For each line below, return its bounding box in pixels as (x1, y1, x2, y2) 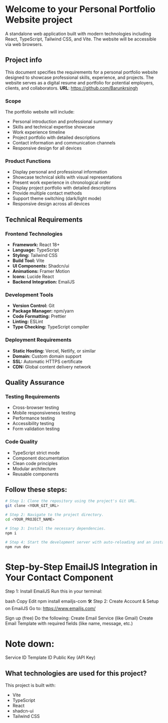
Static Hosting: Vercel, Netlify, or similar (12, 347, 96, 353)
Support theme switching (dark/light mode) (12, 195, 101, 201)
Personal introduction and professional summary (12, 118, 113, 124)
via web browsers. (5, 41, 43, 47)
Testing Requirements (5, 393, 60, 400)
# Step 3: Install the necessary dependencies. (5, 526, 106, 531)
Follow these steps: (5, 485, 67, 493)
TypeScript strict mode (12, 449, 60, 455)
